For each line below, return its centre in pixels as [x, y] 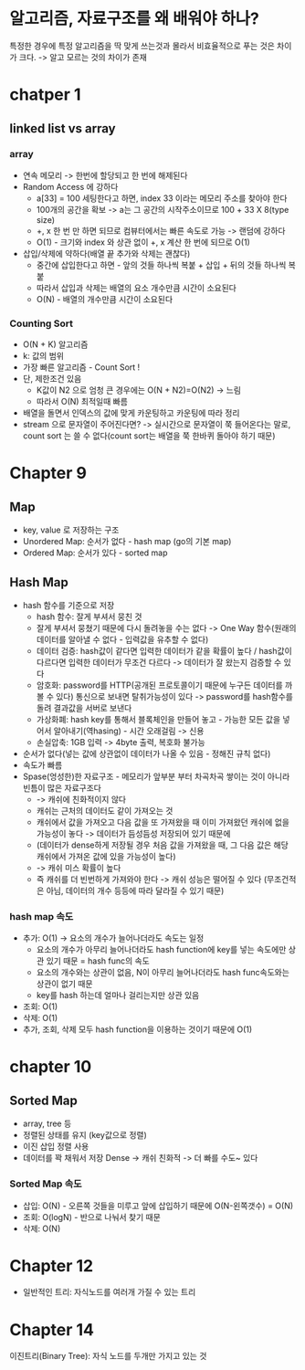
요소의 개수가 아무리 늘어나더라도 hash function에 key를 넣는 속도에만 [161, 950]
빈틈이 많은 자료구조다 [62, 787]
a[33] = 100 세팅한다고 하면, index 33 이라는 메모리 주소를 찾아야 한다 [162, 198]
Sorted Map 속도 [46, 1184]
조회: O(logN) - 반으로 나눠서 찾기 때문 [92, 1217]
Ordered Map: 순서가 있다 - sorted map [95, 553]
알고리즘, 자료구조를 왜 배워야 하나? [135, 19]
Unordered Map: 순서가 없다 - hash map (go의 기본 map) [127, 542]
